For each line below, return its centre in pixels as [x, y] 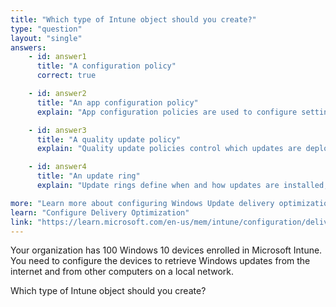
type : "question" [46, 29]
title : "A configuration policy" [106, 66]
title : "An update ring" [88, 176]
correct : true [66, 76]
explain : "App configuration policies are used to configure [167, 112]
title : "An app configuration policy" [117, 102]
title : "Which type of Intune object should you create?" [133, 19]
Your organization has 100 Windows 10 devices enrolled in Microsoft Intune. [166, 250]
